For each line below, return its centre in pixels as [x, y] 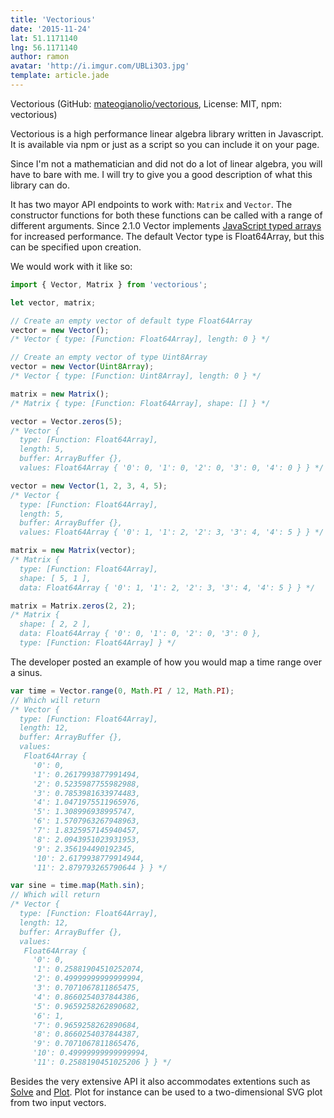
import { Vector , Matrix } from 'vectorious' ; [109, 284]
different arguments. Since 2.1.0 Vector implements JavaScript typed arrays [166, 225]
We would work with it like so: [71, 266]
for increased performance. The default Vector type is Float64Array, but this [167, 236]
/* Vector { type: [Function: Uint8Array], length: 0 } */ [136, 376]
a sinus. [26, 672]
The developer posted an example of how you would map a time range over [166, 662]
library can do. [40, 185]
